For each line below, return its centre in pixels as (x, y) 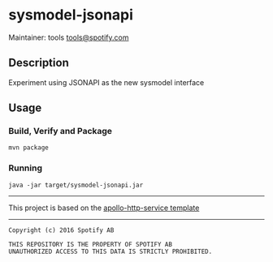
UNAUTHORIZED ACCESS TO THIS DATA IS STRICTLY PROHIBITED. (110, 251)
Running (26, 168)
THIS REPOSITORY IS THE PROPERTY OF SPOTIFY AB (91, 244)
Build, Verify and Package (60, 131)
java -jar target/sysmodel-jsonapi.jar (76, 185)
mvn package (28, 148)
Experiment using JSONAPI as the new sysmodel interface (106, 82)
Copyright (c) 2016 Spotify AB (61, 230)
